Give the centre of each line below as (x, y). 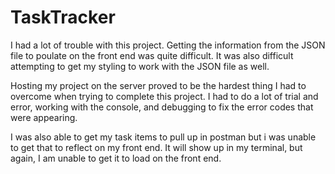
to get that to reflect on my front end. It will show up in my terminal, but (156, 147)
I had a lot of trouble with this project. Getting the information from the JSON (168, 45)
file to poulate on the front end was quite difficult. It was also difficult (152, 55)
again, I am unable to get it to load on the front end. (116, 158)
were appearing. (44, 117)
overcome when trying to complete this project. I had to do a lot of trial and (164, 96)
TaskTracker (63, 17)
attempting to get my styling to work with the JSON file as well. (140, 66)
